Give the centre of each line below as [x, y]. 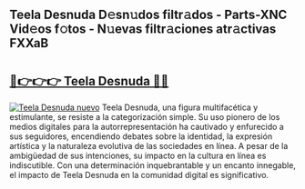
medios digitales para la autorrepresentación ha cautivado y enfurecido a [147, 127]
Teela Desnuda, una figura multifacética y [180, 107]
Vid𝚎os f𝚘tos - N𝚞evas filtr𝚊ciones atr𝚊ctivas [143, 30]
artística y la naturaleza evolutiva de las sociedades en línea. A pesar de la [149, 146]
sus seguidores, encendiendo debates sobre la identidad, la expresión [141, 136]
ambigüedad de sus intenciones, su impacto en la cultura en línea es [138, 155]
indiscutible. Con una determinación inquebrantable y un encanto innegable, [152, 165]
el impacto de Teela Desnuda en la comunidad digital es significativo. [139, 175]
